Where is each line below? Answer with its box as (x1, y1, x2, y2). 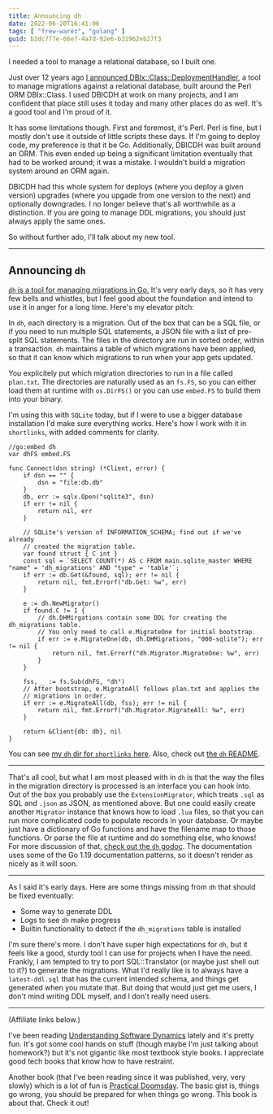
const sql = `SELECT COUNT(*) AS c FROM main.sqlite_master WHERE (23, 557, 253, 565)
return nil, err (37, 507, 93, 516)
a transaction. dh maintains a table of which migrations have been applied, (8, 344, 257, 354)
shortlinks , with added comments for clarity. (8, 428, 160, 437)
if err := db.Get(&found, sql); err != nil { (23, 571, 180, 580)
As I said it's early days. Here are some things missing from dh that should (8, 882, 256, 892)
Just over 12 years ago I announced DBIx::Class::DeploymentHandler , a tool (8, 72, 262, 82)
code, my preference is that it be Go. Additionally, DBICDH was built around (8, 140, 262, 150)
